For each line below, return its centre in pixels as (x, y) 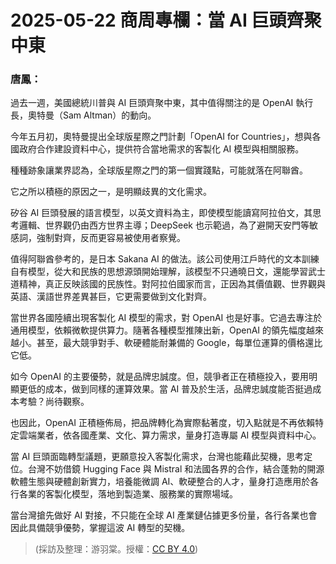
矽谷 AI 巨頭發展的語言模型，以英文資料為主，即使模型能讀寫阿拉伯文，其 (161, 213)
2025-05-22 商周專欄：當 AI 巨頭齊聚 (166, 20)
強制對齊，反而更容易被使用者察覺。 (111, 238)
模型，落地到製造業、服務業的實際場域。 (154, 494)
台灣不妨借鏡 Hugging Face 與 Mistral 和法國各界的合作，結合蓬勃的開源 (176, 469)
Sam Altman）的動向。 (109, 115)
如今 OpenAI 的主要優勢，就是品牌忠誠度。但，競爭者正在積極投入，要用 (160, 377)
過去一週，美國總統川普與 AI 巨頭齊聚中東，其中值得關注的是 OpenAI (152, 103)
